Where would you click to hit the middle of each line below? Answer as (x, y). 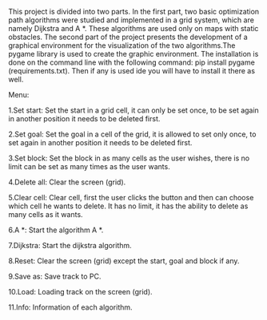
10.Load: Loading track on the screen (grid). (81, 292)
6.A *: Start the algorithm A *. (56, 230)
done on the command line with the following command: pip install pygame (132, 62)
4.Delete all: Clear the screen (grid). (67, 182)
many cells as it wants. (46, 214)
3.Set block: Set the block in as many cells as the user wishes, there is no (129, 158)
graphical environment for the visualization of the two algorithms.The (122, 45)
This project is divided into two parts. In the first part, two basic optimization (134, 12)
